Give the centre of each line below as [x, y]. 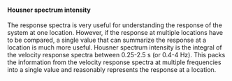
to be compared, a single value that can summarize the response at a [107, 40]
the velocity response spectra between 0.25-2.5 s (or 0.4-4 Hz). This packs [116, 55]
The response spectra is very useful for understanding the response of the [115, 25]
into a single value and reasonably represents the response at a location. [112, 70]
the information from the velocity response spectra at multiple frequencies [114, 62]
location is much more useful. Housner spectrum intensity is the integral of [115, 47]
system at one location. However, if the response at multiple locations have [115, 33]
